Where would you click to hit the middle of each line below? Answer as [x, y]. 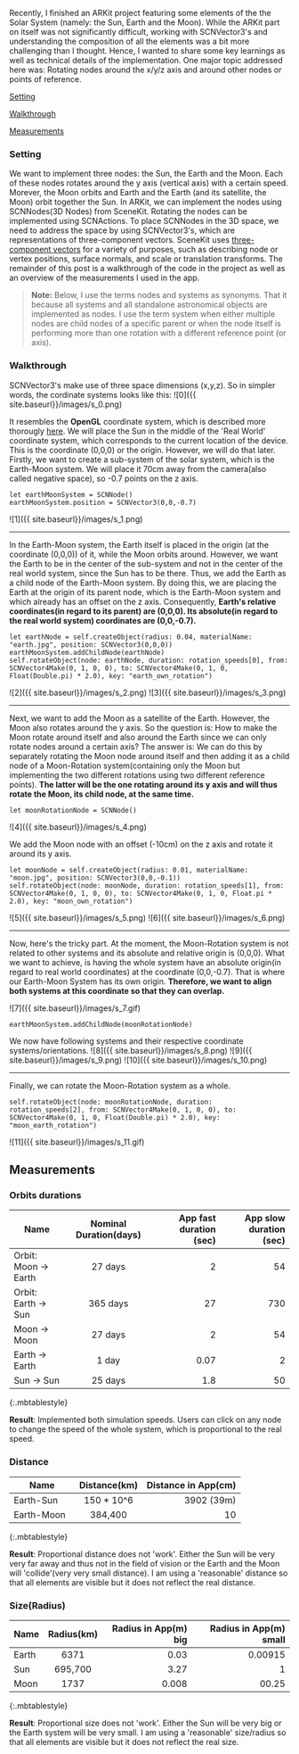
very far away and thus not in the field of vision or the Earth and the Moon [145, 1563]
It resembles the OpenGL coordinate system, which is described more [137, 421]
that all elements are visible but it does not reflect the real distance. [133, 1582]
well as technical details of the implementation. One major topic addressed [146, 60]
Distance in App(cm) [191, 1485]
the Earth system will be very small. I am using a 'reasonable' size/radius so [148, 1732]
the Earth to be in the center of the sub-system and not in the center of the [146, 563]
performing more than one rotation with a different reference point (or [158, 333]
